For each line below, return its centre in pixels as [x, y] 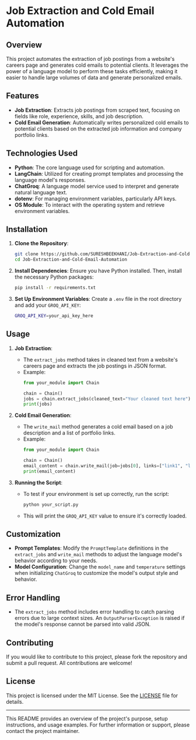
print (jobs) [38, 404]
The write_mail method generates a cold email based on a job [98, 427]
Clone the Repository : [41, 244]
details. [15, 701]
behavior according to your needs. [56, 561]
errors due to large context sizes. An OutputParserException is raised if [99, 618]
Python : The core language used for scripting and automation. [90, 167]
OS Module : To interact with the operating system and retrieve [90, 205]
